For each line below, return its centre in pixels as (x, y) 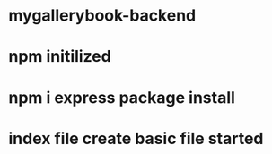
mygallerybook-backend (102, 16)
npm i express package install (122, 97)
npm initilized (60, 57)
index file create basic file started (136, 138)
